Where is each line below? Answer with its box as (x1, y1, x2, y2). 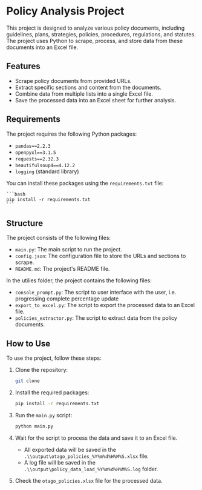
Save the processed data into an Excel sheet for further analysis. (15, 96, 177, 104)
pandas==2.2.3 (15, 143, 51, 149)
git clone (15, 378, 41, 384)
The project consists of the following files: (6, 234, 111, 242)
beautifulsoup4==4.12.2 (15, 162, 76, 168)
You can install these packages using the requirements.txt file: (6, 179, 164, 187)
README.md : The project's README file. (15, 265, 110, 273)
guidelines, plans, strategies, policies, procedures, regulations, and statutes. (6, 30, 197, 38)
